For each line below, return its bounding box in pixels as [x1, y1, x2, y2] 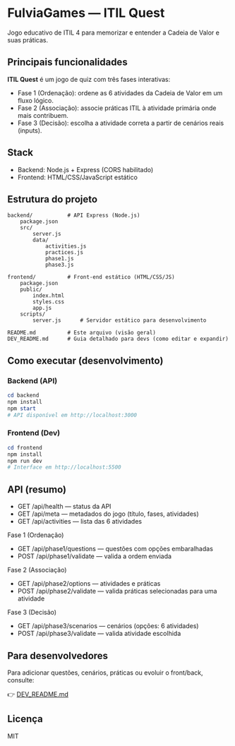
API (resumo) [7, 483, 67, 495]
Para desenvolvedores [7, 649, 108, 661]
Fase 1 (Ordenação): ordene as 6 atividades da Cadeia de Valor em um [17, 88, 223, 97]
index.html [32, 292, 65, 299]
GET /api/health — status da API [17, 503, 112, 511]
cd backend [7, 392, 40, 399]
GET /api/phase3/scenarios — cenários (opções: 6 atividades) [17, 622, 199, 630]
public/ [20, 286, 42, 294]
